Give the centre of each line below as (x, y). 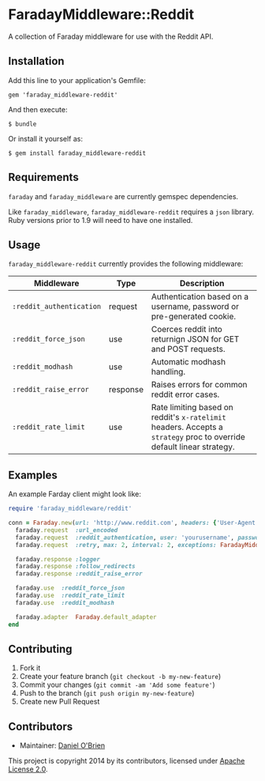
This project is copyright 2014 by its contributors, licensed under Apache (127, 761)
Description (202, 284)
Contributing (40, 649)
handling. (168, 372)
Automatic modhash (188, 362)
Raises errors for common (199, 385)
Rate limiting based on (192, 407)
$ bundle (22, 124)
